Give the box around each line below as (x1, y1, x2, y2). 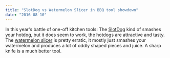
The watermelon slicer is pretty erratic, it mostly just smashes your (5, 37, 146, 43)
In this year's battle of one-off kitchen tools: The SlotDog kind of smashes (5, 26, 161, 32)
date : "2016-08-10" (5, 12, 47, 17)
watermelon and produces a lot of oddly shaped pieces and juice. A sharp (5, 42, 161, 48)
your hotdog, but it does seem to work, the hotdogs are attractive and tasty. (5, 32, 165, 38)
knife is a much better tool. (5, 48, 62, 54)
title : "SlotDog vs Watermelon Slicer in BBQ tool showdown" (5, 7, 139, 13)
